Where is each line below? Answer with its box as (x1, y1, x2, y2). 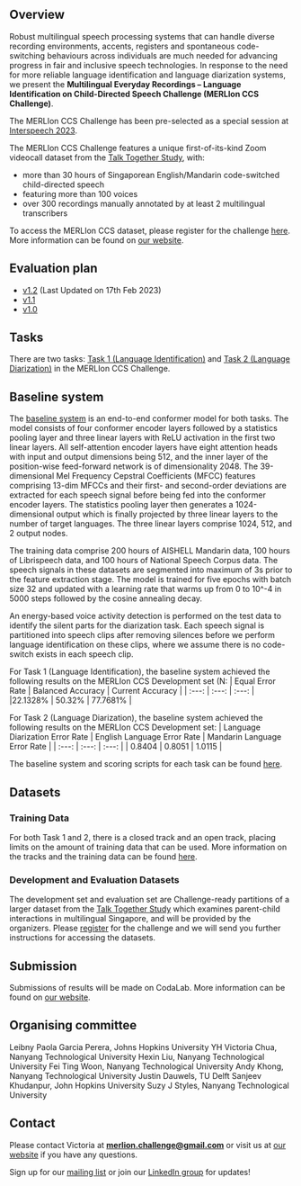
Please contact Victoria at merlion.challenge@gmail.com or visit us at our (9, 1139, 286, 1150)
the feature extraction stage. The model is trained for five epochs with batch (9, 574, 292, 585)
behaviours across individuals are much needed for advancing (47, 49, 279, 61)
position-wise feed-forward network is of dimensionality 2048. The (9, 461, 259, 472)
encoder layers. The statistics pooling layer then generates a (9, 499, 234, 510)
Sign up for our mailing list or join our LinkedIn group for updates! (9, 1166, 252, 1177)
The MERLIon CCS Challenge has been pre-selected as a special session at (9, 115, 289, 126)
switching (9, 49, 46, 61)
